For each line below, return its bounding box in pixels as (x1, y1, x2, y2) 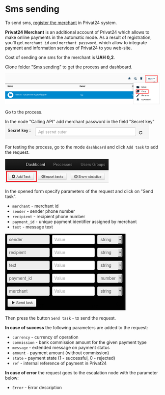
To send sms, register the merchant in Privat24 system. (5, 20, 117, 26)
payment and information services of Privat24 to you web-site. (5, 45, 132, 51)
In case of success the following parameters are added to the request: (5, 324, 148, 330)
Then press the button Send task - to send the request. (5, 315, 116, 321)
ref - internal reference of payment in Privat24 (12, 360, 107, 366)
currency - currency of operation (12, 334, 79, 340)
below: (5, 375, 19, 381)
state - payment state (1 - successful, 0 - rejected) (12, 355, 115, 361)
